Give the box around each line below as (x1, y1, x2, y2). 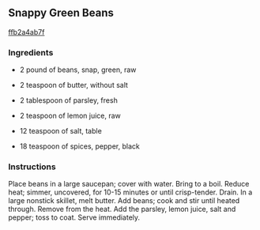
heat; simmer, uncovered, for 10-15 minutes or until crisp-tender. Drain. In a (8, 187, 253, 197)
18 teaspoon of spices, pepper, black (19, 141, 140, 151)
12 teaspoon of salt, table (19, 126, 103, 136)
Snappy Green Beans (8, 6, 115, 20)
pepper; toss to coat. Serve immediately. (8, 213, 141, 222)
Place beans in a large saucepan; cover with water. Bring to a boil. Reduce (8, 179, 250, 189)
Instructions (8, 161, 57, 172)
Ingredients (8, 47, 54, 58)
